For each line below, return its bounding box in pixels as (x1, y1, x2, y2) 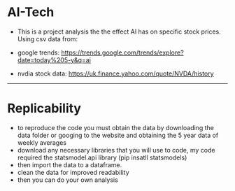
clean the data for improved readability (17, 168, 129, 176)
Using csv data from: (17, 34, 78, 43)
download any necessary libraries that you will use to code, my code (17, 146, 215, 154)
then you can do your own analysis (17, 176, 119, 184)
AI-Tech (7, 4, 55, 20)
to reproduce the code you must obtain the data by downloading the (17, 123, 215, 132)
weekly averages (17, 138, 66, 147)
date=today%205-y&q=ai (17, 55, 91, 64)
